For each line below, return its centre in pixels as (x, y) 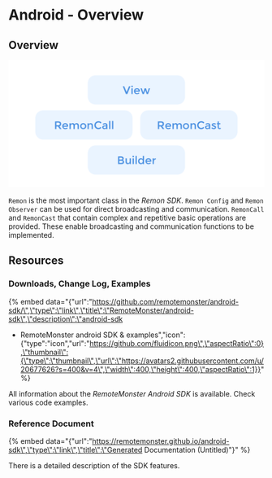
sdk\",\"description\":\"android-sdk (66, 318)
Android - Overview (76, 15)
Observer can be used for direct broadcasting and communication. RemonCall (136, 209)
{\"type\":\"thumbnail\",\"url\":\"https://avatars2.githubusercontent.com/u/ (142, 361)
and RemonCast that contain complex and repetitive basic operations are (127, 218)
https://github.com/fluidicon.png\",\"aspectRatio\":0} (177, 343)
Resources (36, 261)
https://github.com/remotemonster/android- (166, 301)
